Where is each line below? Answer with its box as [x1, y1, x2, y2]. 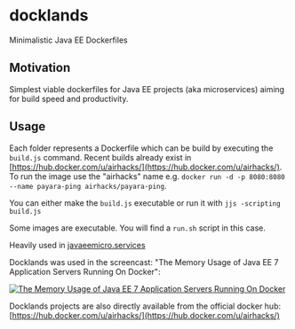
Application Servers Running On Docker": [9, 266, 161, 277]
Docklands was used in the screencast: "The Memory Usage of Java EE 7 [9, 256, 279, 267]
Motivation [9, 60, 71, 75]
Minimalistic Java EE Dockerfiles [9, 35, 128, 45]
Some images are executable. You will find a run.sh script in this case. [9, 223, 267, 233]
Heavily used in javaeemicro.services [9, 239, 146, 250]
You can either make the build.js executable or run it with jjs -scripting [9, 197, 282, 208]
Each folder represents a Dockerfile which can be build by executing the [9, 143, 274, 153]
